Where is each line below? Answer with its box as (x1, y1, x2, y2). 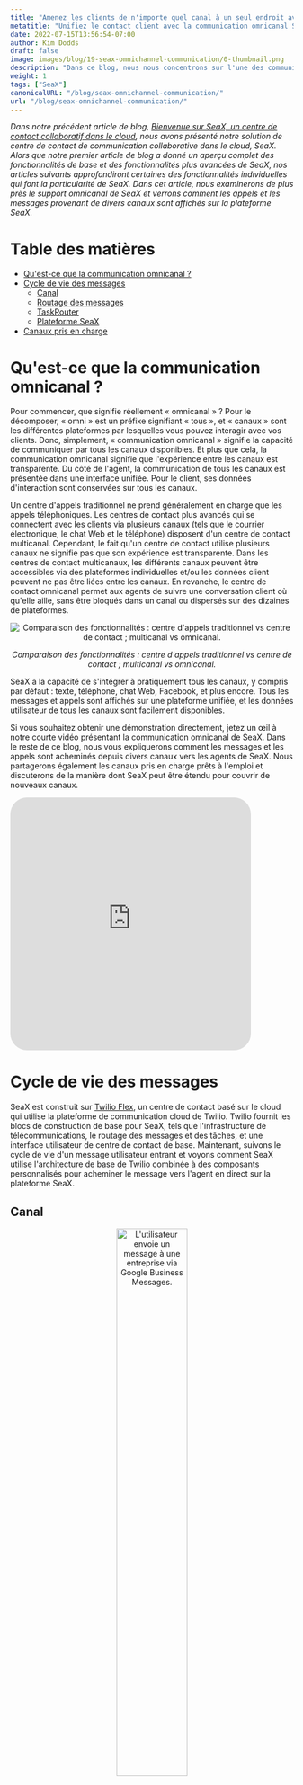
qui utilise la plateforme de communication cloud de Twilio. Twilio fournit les (10, 1111, 291, 1122)
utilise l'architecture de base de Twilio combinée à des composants (10, 1159, 260, 1169)
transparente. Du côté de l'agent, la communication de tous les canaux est (10, 464, 286, 475)
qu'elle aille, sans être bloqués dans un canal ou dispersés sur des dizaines (10, 595, 290, 607)
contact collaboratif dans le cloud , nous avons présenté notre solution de (10, 131, 282, 142)
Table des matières (10, 239, 156, 259)
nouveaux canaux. (10, 779, 79, 791)
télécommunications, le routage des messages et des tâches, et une (10, 1130, 263, 1141)
